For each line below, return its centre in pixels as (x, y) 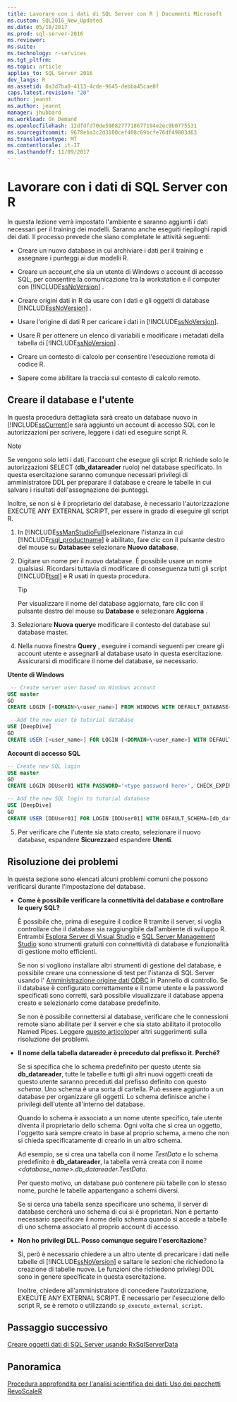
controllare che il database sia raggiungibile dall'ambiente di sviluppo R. (122, 929)
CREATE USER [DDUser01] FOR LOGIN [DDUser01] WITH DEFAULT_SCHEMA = (109, 818)
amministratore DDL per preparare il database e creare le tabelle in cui (109, 482)
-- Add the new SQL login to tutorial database (79, 799)
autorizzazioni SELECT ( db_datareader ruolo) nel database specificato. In (115, 467)
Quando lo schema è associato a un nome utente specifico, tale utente (120, 1117)
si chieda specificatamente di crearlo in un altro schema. (100, 1140)
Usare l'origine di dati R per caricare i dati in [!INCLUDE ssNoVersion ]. (118, 321)
